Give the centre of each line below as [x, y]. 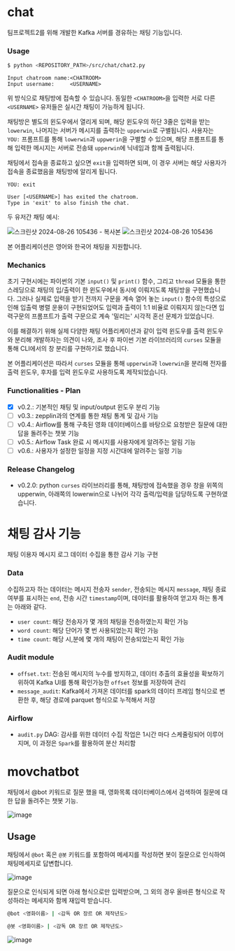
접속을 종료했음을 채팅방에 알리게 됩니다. [62, 171]
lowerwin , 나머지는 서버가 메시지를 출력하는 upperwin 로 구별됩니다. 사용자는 [111, 131]
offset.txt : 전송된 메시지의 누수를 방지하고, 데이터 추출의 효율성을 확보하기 [121, 673]
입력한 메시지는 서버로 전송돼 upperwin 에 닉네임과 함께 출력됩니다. [104, 148]
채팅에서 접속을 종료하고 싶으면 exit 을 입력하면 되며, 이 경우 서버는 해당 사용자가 [117, 163]
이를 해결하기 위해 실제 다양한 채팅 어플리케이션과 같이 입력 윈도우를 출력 [106, 331]
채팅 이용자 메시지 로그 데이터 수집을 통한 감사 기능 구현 [83, 555]
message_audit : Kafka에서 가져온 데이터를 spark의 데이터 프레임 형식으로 [117, 691]
